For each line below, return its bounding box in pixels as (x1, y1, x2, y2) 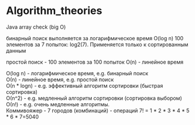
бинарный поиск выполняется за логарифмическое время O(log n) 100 (6, 34, 184, 41)
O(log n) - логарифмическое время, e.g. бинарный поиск (6, 70, 149, 77)
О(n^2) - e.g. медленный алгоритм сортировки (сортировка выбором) (6, 95, 183, 102)
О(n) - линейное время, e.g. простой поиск (6, 76, 114, 83)
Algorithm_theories (6, 4, 102, 18)
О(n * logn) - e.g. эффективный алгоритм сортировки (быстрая (6, 82, 163, 89)
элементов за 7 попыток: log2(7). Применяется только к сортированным (6, 41, 189, 48)
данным (6, 47, 26, 54)
